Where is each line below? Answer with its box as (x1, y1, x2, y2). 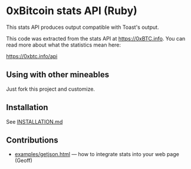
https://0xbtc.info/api (6, 52, 58, 59)
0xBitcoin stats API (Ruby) (6, 4, 137, 18)
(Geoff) (14, 157, 32, 164)
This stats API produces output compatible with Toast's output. (6, 24, 159, 31)
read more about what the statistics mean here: (6, 41, 121, 48)
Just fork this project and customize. (6, 85, 95, 92)
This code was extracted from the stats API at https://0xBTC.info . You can (6, 35, 186, 42)
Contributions (6, 135, 58, 145)
